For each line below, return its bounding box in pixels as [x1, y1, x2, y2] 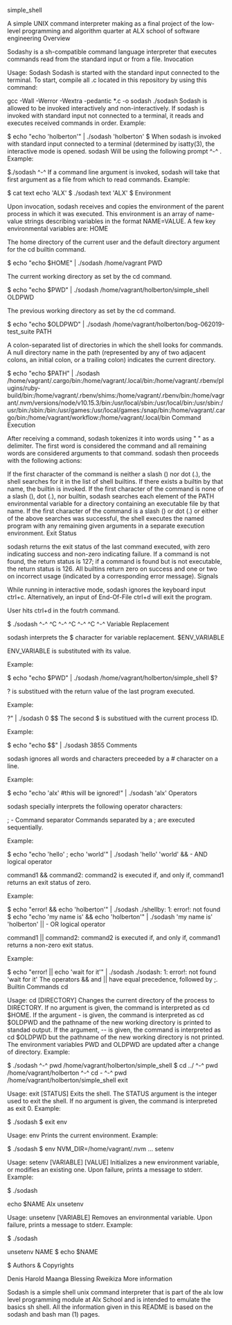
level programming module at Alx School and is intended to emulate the [7, 1296, 211, 1303]
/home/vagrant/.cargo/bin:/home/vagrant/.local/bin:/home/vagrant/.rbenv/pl [7, 377, 224, 384]
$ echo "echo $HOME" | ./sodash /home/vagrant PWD [7, 259, 163, 267]
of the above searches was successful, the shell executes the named [7, 514, 204, 522]
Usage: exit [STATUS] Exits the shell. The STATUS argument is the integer [7, 1089, 217, 1098]
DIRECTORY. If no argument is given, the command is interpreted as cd [7, 1004, 210, 1011]
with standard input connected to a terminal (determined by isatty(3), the [7, 140, 215, 148]
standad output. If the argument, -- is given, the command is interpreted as [7, 1025, 222, 1034]
